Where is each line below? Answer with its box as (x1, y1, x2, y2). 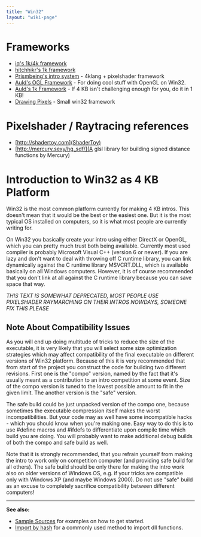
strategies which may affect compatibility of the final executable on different (6, 351, 194, 358)
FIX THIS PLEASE (6, 305, 49, 312)
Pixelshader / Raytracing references (6, 119, 189, 132)
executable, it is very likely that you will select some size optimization (6, 345, 177, 352)
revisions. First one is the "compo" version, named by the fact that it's (6, 370, 178, 378)
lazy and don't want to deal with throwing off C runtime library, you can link (6, 255, 191, 263)
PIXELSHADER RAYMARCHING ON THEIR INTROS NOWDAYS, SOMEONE (6, 298, 187, 306)
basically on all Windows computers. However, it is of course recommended (6, 268, 194, 275)
